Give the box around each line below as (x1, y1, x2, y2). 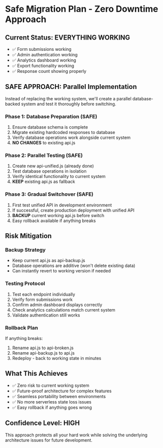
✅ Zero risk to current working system (12, 382, 90, 388)
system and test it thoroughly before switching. (21, 101, 116, 107)
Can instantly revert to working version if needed (12, 268, 111, 274)
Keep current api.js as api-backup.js (12, 258, 86, 264)
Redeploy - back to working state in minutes (12, 355, 101, 361)
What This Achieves (5, 369, 68, 378)
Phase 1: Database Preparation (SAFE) (5, 113, 97, 120)
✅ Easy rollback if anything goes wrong (12, 404, 92, 410)
